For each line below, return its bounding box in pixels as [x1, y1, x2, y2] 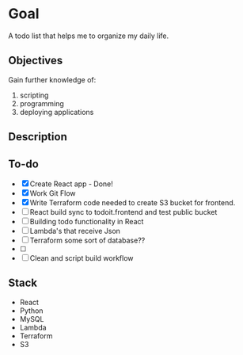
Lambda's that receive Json [29, 226, 121, 235]
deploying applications [19, 107, 94, 116]
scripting [19, 90, 49, 100]
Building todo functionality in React [29, 216, 144, 226]
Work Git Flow [29, 188, 76, 198]
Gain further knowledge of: [8, 74, 97, 84]
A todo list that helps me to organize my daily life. [8, 31, 169, 40]
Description [8, 130, 67, 143]
